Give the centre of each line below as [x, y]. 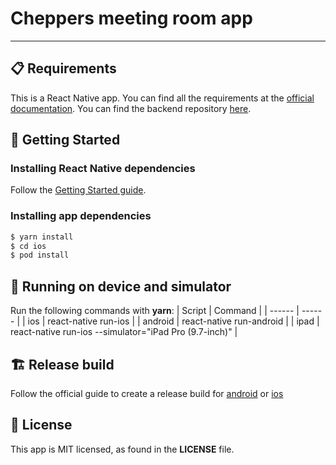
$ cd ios [28, 246]
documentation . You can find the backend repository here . [131, 108]
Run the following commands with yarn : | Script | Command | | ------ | [155, 311]
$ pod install [40, 255]
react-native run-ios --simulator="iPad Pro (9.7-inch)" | [124, 332]
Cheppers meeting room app [131, 18]
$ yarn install [42, 237]
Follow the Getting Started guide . [78, 190]
